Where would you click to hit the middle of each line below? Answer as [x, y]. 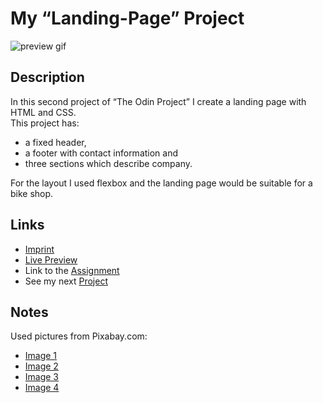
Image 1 [41, 356]
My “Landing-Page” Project [127, 18]
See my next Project [66, 281]
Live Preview [51, 259]
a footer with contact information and [101, 153]
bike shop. [32, 193]
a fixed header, [55, 142]
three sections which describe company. [108, 163]
